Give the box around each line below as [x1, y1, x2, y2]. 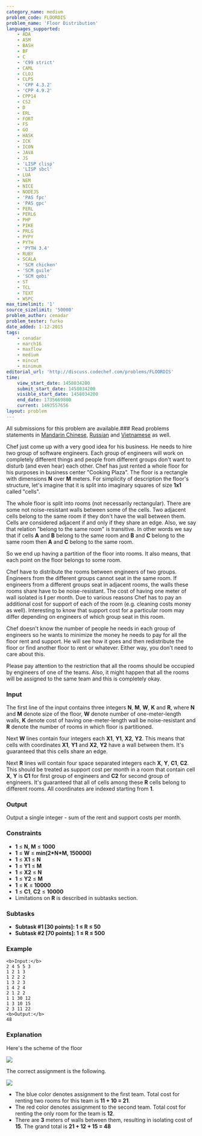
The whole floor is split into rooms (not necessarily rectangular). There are [6, 500, 191, 507]
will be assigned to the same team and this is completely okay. [6, 675, 162, 682]
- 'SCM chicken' [17, 262, 58, 268]
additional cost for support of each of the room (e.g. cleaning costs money [6, 600, 192, 607]
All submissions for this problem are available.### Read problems [6, 425, 169, 432]
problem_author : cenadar [6, 313, 69, 319]
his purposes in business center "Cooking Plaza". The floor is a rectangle [6, 468, 188, 475]
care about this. [6, 650, 45, 658]
